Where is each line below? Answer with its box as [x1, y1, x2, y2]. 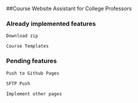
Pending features [6, 57, 57, 65]
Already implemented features [6, 19, 96, 28]
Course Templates [6, 44, 49, 49]
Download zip [6, 33, 38, 39]
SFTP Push [6, 81, 31, 87]
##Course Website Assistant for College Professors [6, 5, 132, 12]
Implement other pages [6, 91, 62, 97]
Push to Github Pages [6, 70, 60, 76]
